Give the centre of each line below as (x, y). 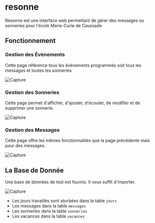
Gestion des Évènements (35, 55)
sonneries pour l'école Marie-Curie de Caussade (54, 25)
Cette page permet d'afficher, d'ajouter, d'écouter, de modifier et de (73, 103)
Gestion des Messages (32, 130)
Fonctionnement (30, 41)
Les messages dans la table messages (49, 206)
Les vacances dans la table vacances (48, 216)
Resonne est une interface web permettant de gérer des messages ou (75, 20)
